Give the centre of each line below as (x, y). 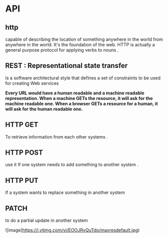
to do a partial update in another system (47, 220)
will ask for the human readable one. (44, 109)
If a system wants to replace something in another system (65, 193)
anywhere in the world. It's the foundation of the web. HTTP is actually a (80, 45)
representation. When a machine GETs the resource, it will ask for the (79, 98)
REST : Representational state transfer (67, 66)
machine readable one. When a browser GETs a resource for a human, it (82, 103)
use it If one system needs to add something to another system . (72, 165)
